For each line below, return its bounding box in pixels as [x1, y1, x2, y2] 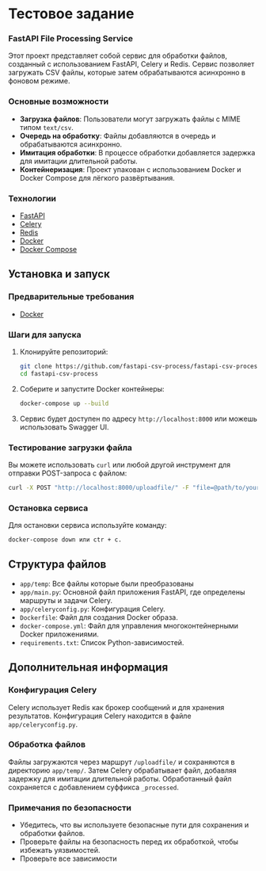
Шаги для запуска [8, 329, 82, 340]
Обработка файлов [8, 739, 85, 750]
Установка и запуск [8, 267, 111, 281]
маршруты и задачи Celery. [19, 595, 113, 605]
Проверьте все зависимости [19, 854, 117, 864]
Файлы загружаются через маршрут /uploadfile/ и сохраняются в [8, 757, 235, 766]
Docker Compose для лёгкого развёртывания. [19, 173, 176, 182]
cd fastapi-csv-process [19, 369, 99, 377]
